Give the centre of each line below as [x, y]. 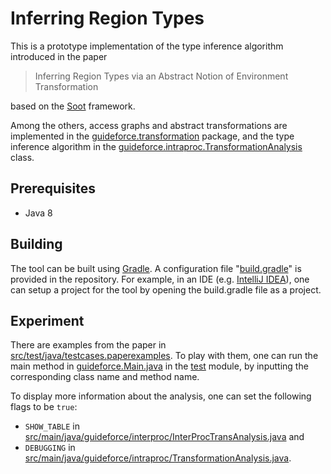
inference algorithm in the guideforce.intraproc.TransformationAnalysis [156, 146]
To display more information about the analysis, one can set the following [161, 396]
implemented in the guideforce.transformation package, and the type [152, 136]
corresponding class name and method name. [105, 377]
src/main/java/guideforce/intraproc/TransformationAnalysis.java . [158, 458]
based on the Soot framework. [73, 106]
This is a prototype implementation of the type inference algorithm [147, 46]
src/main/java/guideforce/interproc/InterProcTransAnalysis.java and [164, 437]
